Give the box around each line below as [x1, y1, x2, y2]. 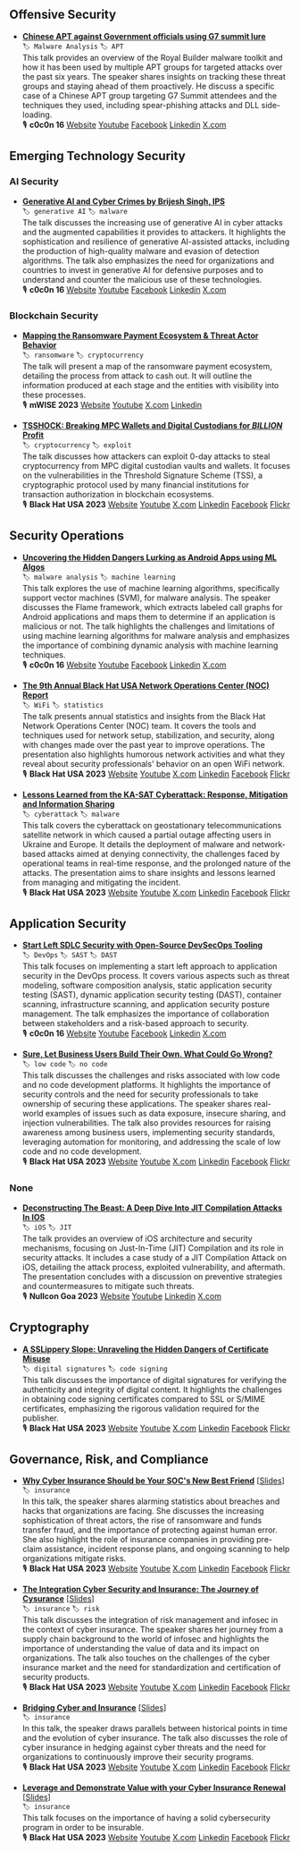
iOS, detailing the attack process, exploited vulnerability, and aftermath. [21, 1261, 286, 1272]
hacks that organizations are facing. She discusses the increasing [21, 1506, 265, 1516]
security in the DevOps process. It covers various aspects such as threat [21, 971, 290, 981]
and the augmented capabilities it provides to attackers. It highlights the [21, 226, 287, 237]
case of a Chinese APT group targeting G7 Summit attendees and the [21, 89, 278, 101]
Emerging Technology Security [9, 149, 186, 164]
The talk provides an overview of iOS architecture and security [21, 1233, 253, 1244]
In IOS [21, 1211, 46, 1222]
